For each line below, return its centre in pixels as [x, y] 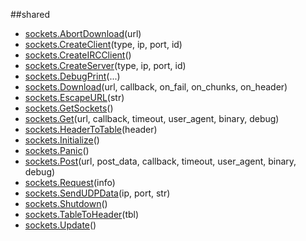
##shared [30, 14]
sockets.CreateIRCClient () [78, 55]
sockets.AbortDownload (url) [83, 33]
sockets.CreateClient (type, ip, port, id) [103, 44]
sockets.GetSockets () [69, 108]
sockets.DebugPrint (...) [72, 76]
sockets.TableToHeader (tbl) [82, 214]
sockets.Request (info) [70, 182]
